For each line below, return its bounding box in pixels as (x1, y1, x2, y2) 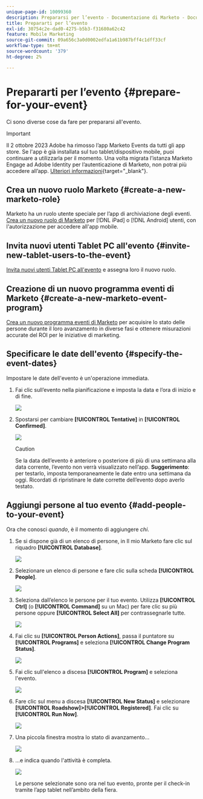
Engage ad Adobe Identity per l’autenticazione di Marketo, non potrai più (6, 161, 187, 168)
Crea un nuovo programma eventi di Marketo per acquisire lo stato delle (6, 319, 185, 325)
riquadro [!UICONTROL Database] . (14, 544, 103, 551)
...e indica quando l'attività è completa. (14, 757, 112, 764)
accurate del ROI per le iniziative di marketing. (6, 331, 121, 339)
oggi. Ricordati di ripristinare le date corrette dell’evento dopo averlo (14, 476, 185, 483)
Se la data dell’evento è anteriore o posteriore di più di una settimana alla (14, 457, 196, 464)
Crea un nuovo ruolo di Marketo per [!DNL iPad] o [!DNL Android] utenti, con (6, 217, 196, 224)
